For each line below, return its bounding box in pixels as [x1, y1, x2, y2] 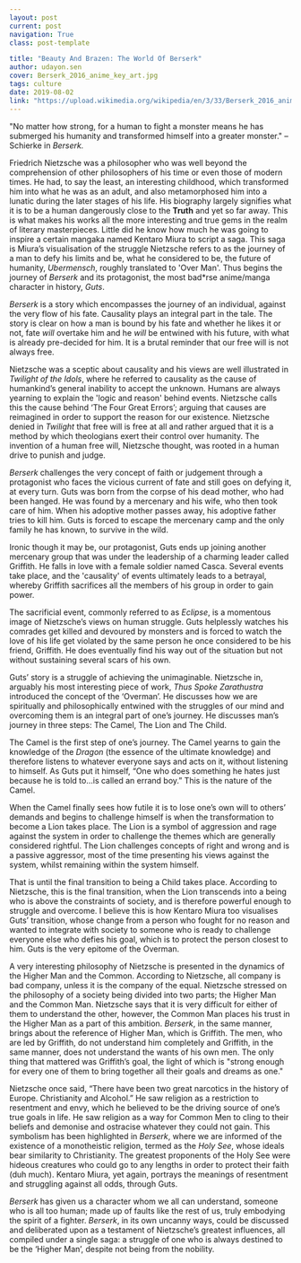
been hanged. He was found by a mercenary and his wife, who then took [9, 496, 278, 506]
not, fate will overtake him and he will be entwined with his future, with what [9, 327, 289, 338]
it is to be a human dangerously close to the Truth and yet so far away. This [9, 205, 288, 215]
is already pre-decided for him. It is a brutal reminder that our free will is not [9, 337, 289, 347]
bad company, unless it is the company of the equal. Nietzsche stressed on [9, 979, 288, 990]
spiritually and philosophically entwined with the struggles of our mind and [9, 700, 285, 711]
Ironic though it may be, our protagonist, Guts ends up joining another [9, 541, 267, 552]
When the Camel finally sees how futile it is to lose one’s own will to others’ [9, 802, 287, 812]
